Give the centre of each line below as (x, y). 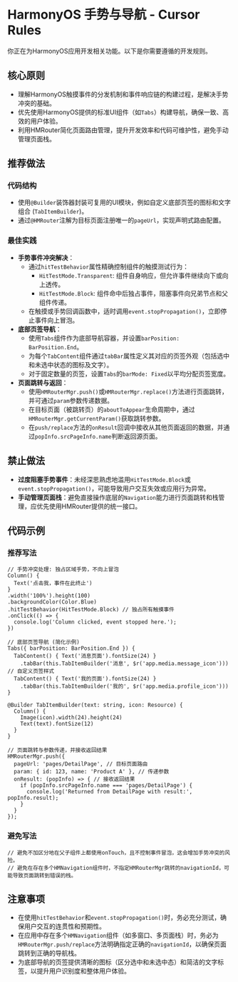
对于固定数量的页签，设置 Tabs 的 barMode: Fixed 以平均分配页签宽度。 (129, 374)
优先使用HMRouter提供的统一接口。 (89, 506)
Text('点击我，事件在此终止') (53, 583)
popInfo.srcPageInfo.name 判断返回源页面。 (98, 436)
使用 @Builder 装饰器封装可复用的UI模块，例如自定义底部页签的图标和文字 (124, 202)
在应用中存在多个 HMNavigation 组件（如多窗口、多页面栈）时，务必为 (118, 936)
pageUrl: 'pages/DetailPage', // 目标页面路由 (81, 764)
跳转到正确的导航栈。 (49, 953)
